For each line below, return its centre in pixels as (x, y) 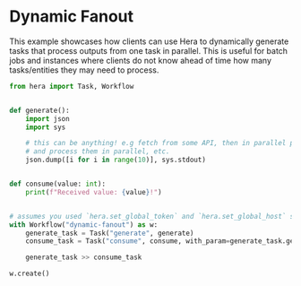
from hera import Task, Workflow (72, 86)
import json (47, 118)
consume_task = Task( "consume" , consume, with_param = (128, 241)
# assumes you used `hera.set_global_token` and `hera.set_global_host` (148, 216)
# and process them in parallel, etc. (98, 152)
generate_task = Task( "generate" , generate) (110, 233)
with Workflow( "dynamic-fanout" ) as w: (84, 225)
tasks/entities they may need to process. (84, 70)
